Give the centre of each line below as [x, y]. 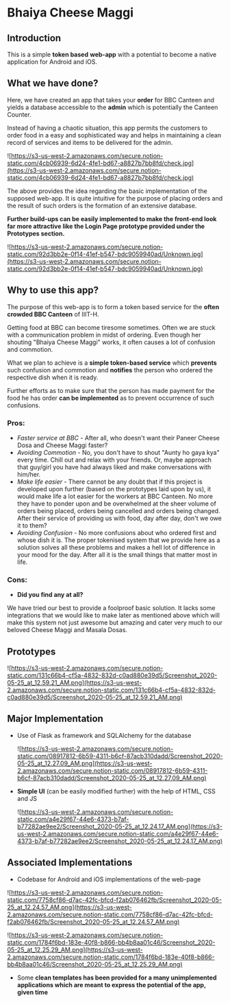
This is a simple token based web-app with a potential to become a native [112, 54]
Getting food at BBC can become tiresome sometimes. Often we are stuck [111, 327]
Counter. [20, 114]
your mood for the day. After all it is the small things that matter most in [117, 554]
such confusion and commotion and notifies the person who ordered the [110, 370]
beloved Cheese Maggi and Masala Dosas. [67, 630]
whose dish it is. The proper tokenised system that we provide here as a [118, 540]
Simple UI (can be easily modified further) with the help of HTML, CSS [116, 791]
